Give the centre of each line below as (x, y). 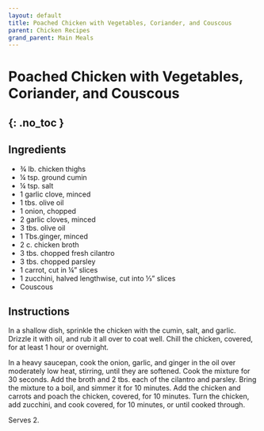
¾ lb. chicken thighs (52, 169)
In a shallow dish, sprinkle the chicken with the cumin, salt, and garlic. (122, 330)
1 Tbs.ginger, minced (54, 236)
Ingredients (37, 150)
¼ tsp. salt (36, 185)
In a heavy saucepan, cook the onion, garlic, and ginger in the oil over (122, 363)
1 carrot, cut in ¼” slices (59, 269)
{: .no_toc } (36, 122)
